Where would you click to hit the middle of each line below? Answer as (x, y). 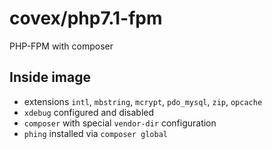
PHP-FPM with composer (61, 46)
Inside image (50, 77)
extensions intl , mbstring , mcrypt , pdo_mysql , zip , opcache (143, 101)
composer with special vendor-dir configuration (120, 123)
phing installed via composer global (95, 133)
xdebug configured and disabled (89, 112)
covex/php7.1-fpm (86, 18)
